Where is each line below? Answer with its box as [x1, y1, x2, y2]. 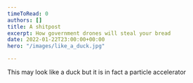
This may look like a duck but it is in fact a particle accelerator [7, 68, 187, 76]
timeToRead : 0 [7, 10, 49, 17]
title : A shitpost [7, 23, 61, 30]
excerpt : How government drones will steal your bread [7, 29, 171, 37]
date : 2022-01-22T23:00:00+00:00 [7, 36, 105, 43]
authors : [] [7, 17, 42, 24]
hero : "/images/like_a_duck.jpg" [7, 43, 105, 50]
